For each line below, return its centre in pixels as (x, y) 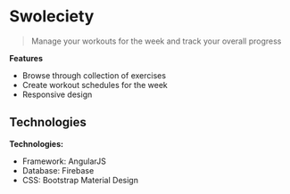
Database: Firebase (58, 170)
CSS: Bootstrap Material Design (80, 180)
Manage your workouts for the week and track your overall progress (156, 41)
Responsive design (57, 94)
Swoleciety (52, 16)
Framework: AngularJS (64, 161)
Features (26, 58)
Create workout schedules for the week (95, 85)
